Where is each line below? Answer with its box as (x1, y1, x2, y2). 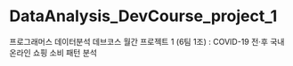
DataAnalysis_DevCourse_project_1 (9, 6, 278, 26)
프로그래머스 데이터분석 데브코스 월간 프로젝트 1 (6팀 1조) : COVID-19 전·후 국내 (9, 36, 285, 47)
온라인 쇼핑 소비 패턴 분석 (9, 47, 98, 58)
